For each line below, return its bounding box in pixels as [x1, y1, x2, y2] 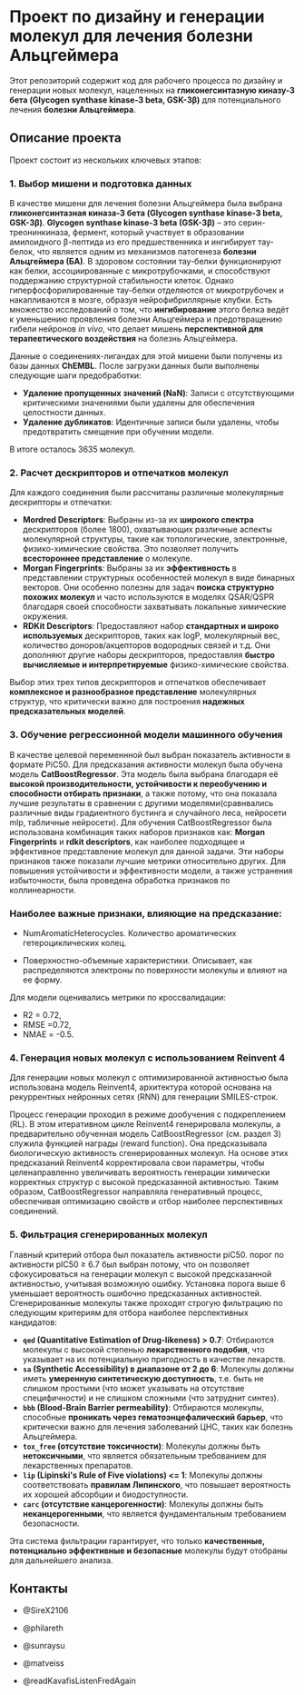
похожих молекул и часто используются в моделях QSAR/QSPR [22, 592, 275, 603]
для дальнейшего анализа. [9, 1554, 113, 1565]
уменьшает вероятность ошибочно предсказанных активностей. [9, 1288, 262, 1299]
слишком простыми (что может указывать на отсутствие [22, 1382, 245, 1393]
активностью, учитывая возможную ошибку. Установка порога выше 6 [9, 1278, 286, 1289]
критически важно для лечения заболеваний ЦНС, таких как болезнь [22, 1421, 293, 1432]
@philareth [22, 1622, 64, 1633]
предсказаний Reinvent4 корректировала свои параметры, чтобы [9, 1157, 265, 1169]
